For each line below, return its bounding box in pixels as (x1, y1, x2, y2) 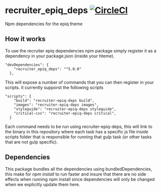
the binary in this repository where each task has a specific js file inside (5, 128, 148, 134)
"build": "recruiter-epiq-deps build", (14, 98, 95, 103)
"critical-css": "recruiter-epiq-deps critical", (14, 111, 117, 116)
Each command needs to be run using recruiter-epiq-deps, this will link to (5, 124, 152, 129)
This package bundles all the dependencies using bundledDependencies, (5, 166, 152, 172)
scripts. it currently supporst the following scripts (5, 84, 104, 90)
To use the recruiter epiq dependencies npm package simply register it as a (5, 48, 157, 53)
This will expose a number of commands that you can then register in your (5, 79, 154, 85)
